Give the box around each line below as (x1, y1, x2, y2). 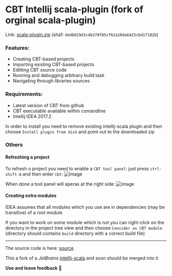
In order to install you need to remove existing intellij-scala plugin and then (5, 123, 163, 129)
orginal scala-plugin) (5, 14, 96, 26)
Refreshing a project (5, 154, 50, 160)
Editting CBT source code (12, 67, 67, 73)
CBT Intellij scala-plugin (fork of (5, 4, 143, 15)
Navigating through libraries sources (12, 78, 90, 84)
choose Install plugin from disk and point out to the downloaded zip (5, 128, 155, 134)
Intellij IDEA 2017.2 (12, 113, 52, 119)
